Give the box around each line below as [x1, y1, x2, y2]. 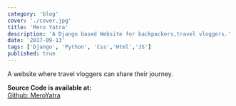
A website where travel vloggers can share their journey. [7, 69, 173, 78]
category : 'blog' [7, 10, 59, 18]
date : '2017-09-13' [7, 37, 66, 44]
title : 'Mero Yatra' [7, 23, 69, 31]
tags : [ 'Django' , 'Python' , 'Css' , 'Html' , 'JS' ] [7, 43, 152, 51]
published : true [7, 51, 56, 58]
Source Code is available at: [7, 83, 92, 92]
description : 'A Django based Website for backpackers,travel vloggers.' [7, 30, 232, 38]
